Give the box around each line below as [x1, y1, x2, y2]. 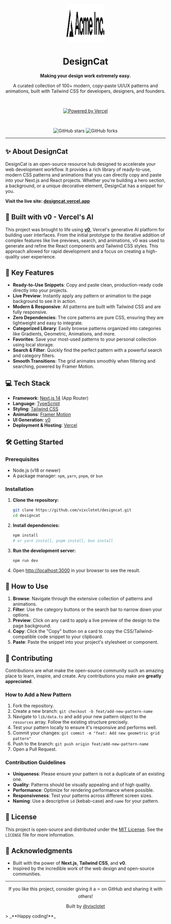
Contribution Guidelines [5, 759, 66, 766]
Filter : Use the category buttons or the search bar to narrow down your [12, 606, 162, 612]
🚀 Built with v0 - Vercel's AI [5, 213, 94, 222]
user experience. [20, 253, 56, 259]
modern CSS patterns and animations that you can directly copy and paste [5, 171, 162, 178]
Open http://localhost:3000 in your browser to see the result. [12, 567, 141, 574]
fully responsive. [12, 309, 48, 315]
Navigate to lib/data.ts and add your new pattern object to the [12, 714, 147, 720]
